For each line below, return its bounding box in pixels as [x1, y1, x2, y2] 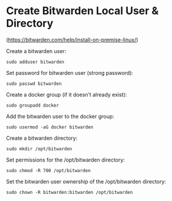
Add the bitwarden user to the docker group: [6, 113, 115, 120]
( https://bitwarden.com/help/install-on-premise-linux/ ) [6, 36, 138, 43]
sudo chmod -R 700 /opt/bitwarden [6, 167, 91, 173]
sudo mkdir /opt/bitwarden [6, 146, 72, 151]
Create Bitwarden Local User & [6, 4, 159, 18]
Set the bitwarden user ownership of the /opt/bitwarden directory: [6, 178, 167, 185]
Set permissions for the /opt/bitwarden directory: [6, 156, 125, 163]
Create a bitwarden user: [6, 47, 67, 54]
